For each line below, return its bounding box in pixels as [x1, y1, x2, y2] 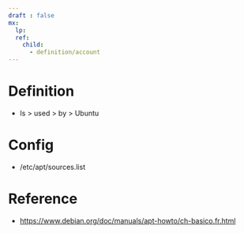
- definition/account [28, 48, 101, 56]
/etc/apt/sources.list [19, 162, 85, 171]
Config [8, 136, 54, 154]
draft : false [8, 11, 55, 20]
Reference [8, 190, 77, 208]
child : [22, 41, 44, 49]
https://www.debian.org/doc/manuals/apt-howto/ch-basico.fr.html [19, 216, 236, 225]
